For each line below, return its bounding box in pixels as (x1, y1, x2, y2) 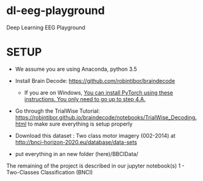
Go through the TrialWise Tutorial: (15, 107, 101, 115)
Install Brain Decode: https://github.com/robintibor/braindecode (15, 77, 176, 84)
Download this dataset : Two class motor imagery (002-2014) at (15, 132, 176, 139)
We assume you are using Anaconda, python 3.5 (15, 65, 137, 73)
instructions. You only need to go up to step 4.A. (24, 95, 146, 102)
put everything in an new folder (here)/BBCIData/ (15, 150, 138, 157)
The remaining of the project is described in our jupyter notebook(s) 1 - (6, 162, 185, 169)
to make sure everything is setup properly (27, 120, 133, 127)
